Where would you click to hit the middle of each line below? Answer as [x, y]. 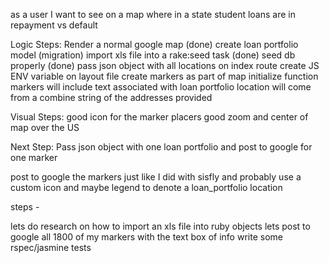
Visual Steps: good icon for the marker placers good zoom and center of [159, 117]
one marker [34, 157]
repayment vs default [54, 25]
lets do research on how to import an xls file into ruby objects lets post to [160, 226]
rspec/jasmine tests [51, 247]
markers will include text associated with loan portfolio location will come [161, 87]
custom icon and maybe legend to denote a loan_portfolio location [146, 187]
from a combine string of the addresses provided [111, 97]
